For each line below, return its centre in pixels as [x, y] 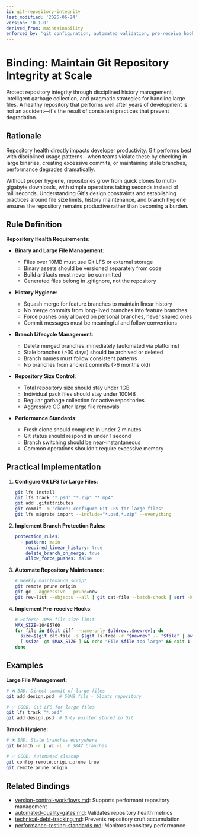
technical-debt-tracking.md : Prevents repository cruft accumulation [97, 819]
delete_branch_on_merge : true [63, 553]
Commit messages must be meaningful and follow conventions [100, 323]
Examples [25, 666]
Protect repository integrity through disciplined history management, [90, 92]
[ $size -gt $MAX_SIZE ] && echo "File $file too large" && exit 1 [105, 642]
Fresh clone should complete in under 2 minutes [82, 429]
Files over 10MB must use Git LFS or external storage [88, 262]
